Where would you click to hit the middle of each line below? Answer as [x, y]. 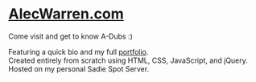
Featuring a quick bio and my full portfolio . [78, 51]
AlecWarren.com [66, 14]
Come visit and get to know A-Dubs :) [70, 36]
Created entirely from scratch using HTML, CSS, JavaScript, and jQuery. [128, 60]
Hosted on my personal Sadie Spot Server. [79, 68]
